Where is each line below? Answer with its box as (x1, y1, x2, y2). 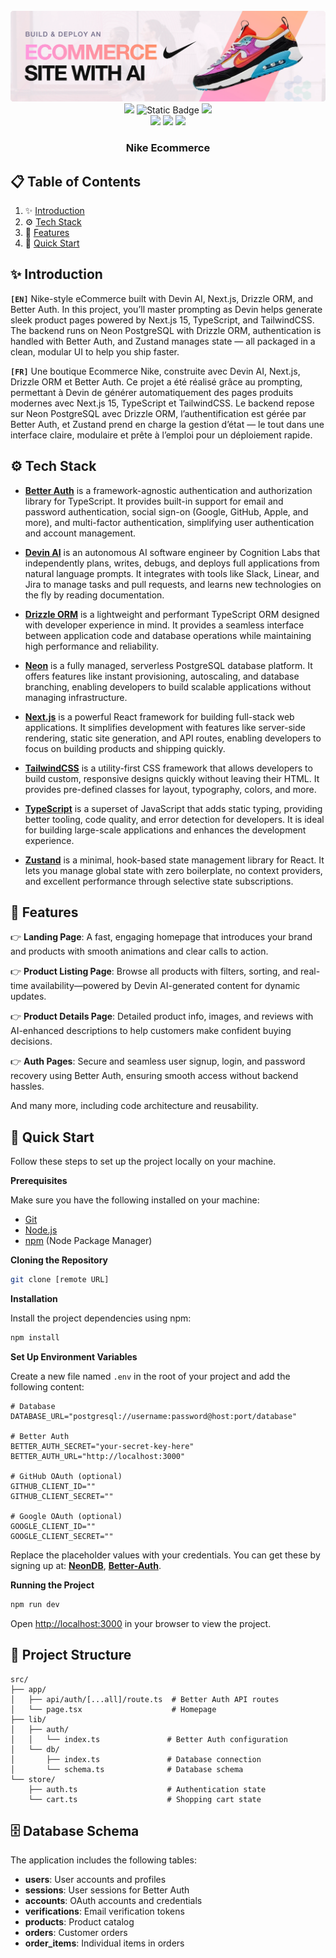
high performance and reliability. (24, 640, 160, 652)
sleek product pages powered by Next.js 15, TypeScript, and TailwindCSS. (10, 314, 315, 326)
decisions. (10, 1035, 53, 1048)
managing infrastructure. (24, 691, 128, 703)
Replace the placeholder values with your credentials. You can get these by (10, 1549, 321, 1561)
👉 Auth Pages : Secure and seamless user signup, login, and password (10, 1055, 306, 1068)
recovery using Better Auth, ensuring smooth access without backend (10, 1070, 299, 1082)
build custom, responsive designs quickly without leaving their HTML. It (24, 772, 320, 784)
